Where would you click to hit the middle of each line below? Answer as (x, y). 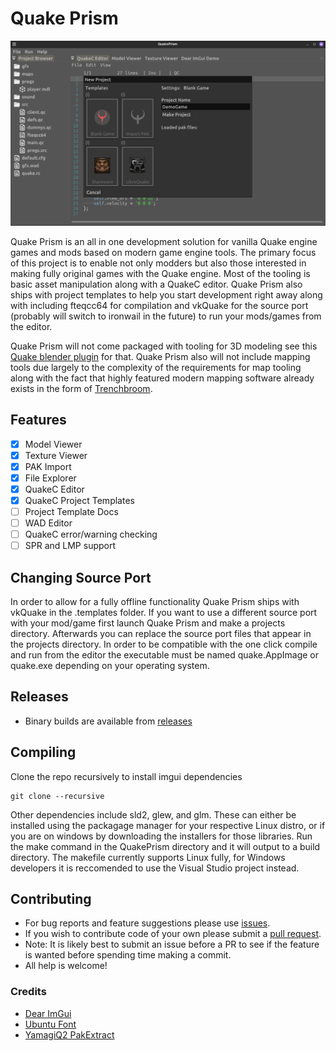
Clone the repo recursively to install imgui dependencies (126, 776)
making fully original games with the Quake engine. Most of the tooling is (160, 273)
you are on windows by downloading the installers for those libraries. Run (161, 836)
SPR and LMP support (70, 546)
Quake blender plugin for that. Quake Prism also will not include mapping (160, 356)
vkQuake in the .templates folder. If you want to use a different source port (164, 612)
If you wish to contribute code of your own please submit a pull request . (173, 934)
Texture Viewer (56, 455)
